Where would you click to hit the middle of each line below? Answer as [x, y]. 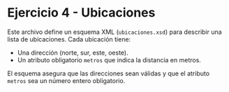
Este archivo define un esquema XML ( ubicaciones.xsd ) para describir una [114, 32]
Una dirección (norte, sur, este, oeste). [73, 53]
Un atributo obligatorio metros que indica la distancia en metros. [109, 59]
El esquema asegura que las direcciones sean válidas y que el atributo [109, 73]
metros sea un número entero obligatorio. [66, 80]
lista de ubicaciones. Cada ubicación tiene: [69, 39]
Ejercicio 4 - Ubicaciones [81, 13]
